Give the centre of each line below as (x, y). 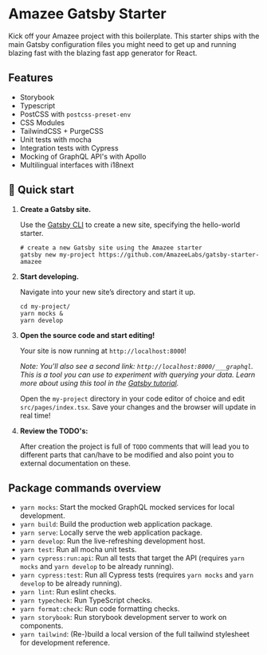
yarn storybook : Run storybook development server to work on (123, 618)
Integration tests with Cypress (69, 147)
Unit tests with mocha (55, 139)
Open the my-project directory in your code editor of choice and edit (132, 398)
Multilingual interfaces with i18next (77, 165)
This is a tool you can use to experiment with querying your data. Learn (137, 375)
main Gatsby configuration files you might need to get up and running (122, 44)
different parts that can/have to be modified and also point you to (127, 454)
